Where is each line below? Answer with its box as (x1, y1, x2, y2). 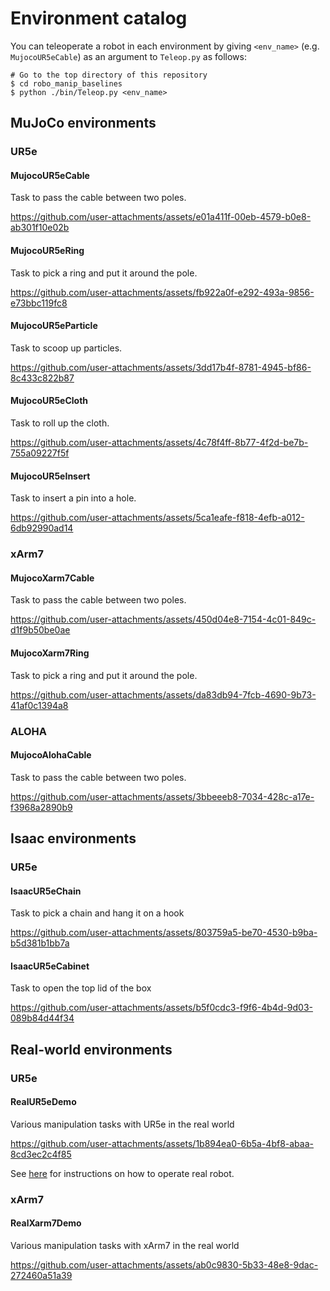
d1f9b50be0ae (10, 624, 71, 636)
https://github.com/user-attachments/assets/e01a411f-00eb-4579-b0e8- (10, 211, 312, 223)
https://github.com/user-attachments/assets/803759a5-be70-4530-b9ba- (10, 927, 318, 939)
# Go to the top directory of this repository (10, 70, 208, 80)
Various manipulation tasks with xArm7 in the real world (10, 1240, 240, 1252)
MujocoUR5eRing (10, 245, 85, 257)
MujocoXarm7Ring (10, 647, 90, 659)
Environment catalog (10, 7, 188, 30)
